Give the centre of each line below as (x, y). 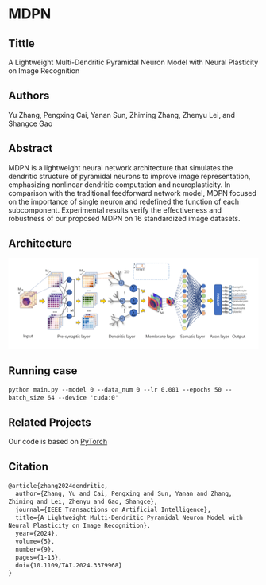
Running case (43, 370)
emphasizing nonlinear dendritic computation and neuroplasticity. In (120, 185)
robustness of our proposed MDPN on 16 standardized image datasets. (124, 218)
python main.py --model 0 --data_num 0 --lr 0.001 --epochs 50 (115, 390)
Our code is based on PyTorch (58, 442)
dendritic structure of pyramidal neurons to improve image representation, (129, 176)
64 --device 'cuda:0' (83, 398)
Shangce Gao (31, 123)
